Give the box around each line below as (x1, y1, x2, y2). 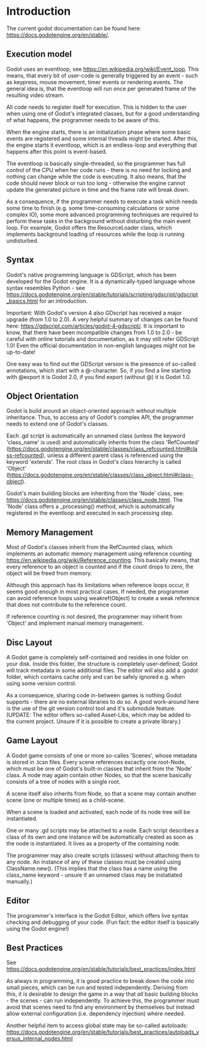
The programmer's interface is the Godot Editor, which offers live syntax (6, 912, 189, 919)
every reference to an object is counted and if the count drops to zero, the (6, 563, 194, 571)
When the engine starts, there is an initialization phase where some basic (6, 128, 191, 136)
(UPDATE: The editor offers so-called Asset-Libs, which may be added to (6, 711, 191, 718)
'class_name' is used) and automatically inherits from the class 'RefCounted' (6, 439, 200, 446)
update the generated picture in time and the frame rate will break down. (6, 186, 190, 193)
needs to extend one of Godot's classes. (6, 420, 109, 428)
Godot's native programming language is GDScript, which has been (6, 271, 177, 278)
